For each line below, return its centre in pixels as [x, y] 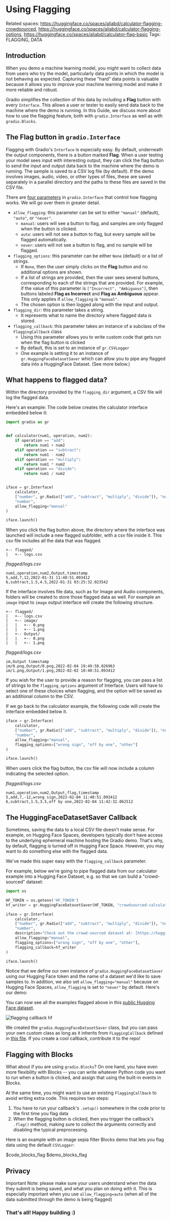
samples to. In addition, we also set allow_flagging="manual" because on [82, 982]
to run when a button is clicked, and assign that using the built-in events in [83, 1077]
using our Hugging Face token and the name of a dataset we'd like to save [83, 977]
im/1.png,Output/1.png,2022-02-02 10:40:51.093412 [60, 671]
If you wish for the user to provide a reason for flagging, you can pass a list [84, 680]
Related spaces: [23, 23]
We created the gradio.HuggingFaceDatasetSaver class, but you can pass [82, 1028]
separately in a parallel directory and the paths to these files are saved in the [86, 182]
